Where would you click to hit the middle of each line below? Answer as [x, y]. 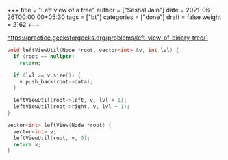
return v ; [27, 144]
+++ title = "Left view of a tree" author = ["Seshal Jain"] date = [96, 10]
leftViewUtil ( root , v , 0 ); [52, 138]
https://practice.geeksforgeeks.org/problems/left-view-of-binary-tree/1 [108, 38]
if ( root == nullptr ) [44, 56]
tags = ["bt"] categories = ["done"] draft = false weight [143, 17]
